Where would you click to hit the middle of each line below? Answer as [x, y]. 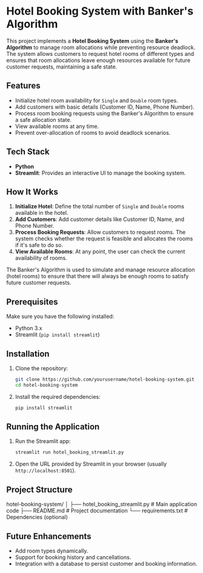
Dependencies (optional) [37, 517]
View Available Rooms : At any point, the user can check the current [100, 252]
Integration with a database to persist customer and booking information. [106, 563]
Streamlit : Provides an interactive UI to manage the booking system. [100, 173]
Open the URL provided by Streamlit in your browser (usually [91, 464]
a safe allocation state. [43, 120]
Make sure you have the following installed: [60, 316]
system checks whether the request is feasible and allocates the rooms [104, 239]
